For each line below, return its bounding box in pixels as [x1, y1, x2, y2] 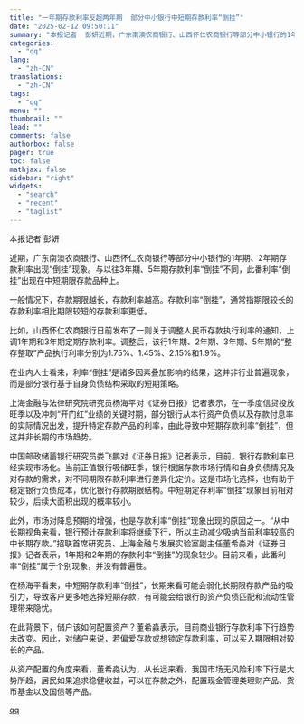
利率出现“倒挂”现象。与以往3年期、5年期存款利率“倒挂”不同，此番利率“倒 [16, 264, 290, 275]
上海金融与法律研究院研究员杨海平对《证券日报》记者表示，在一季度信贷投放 [9, 397, 295, 408]
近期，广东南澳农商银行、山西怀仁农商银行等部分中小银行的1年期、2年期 [9, 252, 280, 263]
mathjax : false [9, 165, 67, 174]
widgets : [9, 182, 43, 191]
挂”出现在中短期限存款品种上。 [9, 275, 125, 285]
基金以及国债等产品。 [16, 686, 97, 697]
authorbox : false [9, 140, 75, 149]
